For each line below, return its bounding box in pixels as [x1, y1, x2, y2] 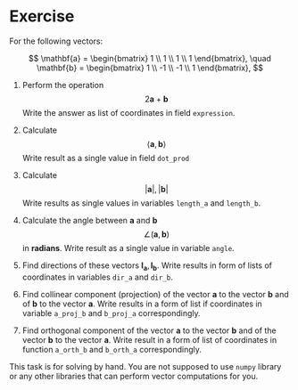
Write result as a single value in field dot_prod [21, 152, 190, 163]
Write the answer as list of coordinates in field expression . [21, 107, 236, 118]
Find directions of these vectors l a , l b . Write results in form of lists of [21, 260, 273, 272]
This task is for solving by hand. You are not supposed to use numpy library [9, 361, 282, 371]
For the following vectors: [9, 36, 103, 46]
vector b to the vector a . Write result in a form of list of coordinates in [21, 334, 277, 345]
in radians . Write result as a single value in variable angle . [21, 242, 235, 253]
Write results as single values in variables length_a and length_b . [21, 198, 261, 208]
